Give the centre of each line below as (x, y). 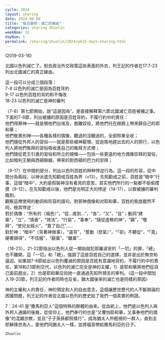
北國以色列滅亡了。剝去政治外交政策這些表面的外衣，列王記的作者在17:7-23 (82, 65)
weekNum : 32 (17, 32)
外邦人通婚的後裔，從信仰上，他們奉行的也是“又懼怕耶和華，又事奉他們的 (79, 312)
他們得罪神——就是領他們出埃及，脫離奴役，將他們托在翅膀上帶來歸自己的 (80, 123)
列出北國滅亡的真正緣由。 (31, 72)
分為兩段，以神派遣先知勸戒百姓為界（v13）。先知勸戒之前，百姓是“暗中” (82, 177)
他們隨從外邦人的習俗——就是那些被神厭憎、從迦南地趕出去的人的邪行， (78, 142)
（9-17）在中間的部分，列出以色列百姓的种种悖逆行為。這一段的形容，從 (78, 170)
